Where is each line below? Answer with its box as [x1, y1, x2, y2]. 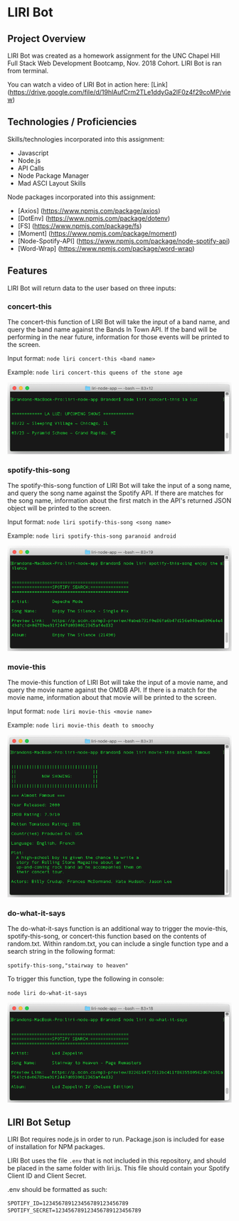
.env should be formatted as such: [7, 1185, 108, 1194]
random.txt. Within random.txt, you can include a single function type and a [7, 939, 229, 948]
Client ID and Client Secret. [7, 1171, 87, 1180]
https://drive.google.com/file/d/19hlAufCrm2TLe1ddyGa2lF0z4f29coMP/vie [9, 88, 231, 96]
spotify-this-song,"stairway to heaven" [7, 962, 129, 969]
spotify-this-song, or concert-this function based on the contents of [7, 932, 207, 941]
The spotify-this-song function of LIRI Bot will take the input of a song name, [7, 481, 232, 489]
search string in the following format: [7, 947, 116, 956]
